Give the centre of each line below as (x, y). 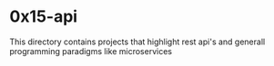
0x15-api (44, 17)
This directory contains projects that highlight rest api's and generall (137, 42)
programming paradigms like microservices (91, 51)
